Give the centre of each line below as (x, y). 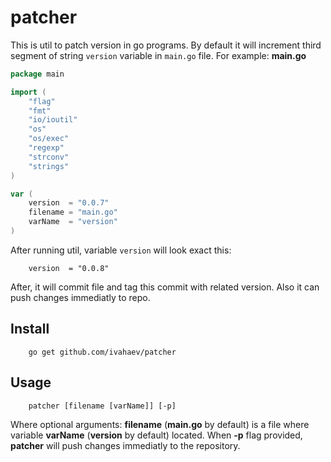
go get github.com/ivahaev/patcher (102, 352)
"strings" (49, 166)
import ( (28, 92)
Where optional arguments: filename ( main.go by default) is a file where (160, 424)
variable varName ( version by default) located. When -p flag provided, (156, 435)
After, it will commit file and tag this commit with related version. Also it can (165, 287)
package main (37, 74)
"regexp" (46, 148)
